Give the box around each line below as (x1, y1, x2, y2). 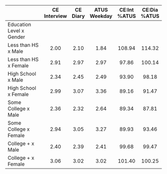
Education (7, 21, 31, 28)
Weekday (89, 12, 113, 19)
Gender (7, 33, 25, 40)
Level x (7, 27, 24, 34)
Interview (44, 12, 67, 19)
